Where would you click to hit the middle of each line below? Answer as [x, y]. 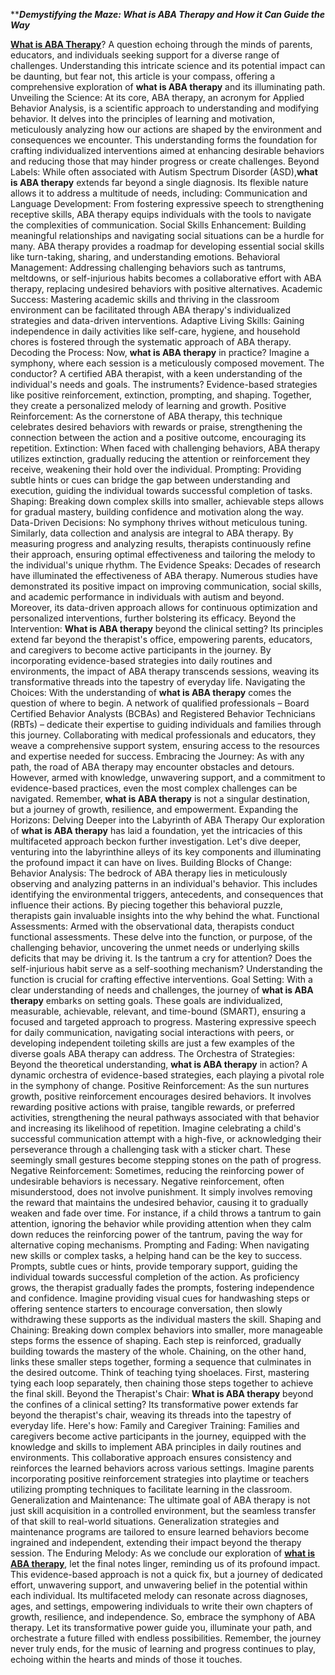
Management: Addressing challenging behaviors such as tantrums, [148, 267]
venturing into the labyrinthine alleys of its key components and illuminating [166, 852]
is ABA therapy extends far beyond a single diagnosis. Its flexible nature [159, 182]
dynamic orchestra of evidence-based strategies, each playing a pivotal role [167, 1075]
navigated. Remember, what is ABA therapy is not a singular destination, [160, 798]
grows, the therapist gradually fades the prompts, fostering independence [162, 1287]
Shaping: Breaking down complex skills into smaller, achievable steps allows [167, 501]
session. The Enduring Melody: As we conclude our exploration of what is [163, 1553]
